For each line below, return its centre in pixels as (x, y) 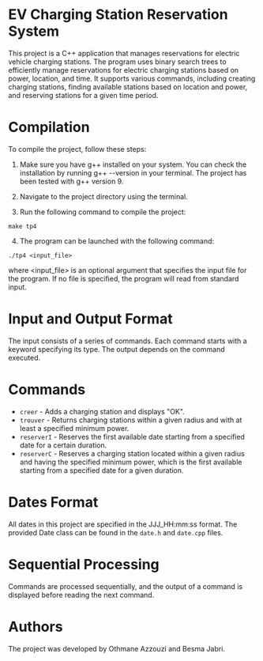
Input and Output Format (90, 319)
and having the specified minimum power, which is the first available (131, 462)
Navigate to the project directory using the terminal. (103, 196)
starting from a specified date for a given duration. (101, 470)
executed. (24, 357)
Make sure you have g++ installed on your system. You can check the (133, 164)
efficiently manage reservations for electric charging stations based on (124, 70)
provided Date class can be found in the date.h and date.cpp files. (116, 532)
